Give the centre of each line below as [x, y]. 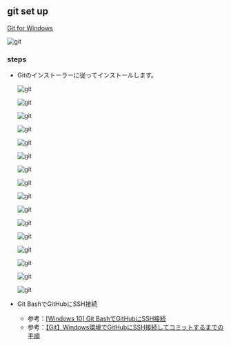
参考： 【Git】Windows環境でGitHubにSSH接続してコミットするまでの [125, 327]
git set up [28, 11]
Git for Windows [30, 28]
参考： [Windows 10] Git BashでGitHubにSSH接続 [97, 319]
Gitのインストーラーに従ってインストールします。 [87, 75]
